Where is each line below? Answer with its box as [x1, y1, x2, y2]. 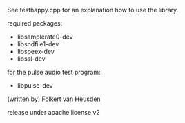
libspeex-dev [17, 48, 55, 55]
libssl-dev [17, 55, 46, 63]
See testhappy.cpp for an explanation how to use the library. [7, 6, 179, 14]
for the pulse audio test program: [7, 68, 101, 76]
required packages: [7, 19, 63, 27]
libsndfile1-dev [17, 40, 59, 48]
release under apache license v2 [7, 108, 100, 116]
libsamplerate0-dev [17, 32, 74, 41]
